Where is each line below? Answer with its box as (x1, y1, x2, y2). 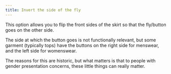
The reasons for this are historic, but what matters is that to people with (5, 57, 156, 64)
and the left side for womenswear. (5, 47, 77, 54)
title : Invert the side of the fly (5, 7, 81, 13)
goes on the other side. (5, 27, 55, 33)
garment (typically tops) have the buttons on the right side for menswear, (5, 42, 159, 48)
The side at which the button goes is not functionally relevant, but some (5, 37, 156, 43)
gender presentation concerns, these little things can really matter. (5, 63, 145, 69)
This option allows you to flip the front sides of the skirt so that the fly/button (5, 21, 166, 28)
